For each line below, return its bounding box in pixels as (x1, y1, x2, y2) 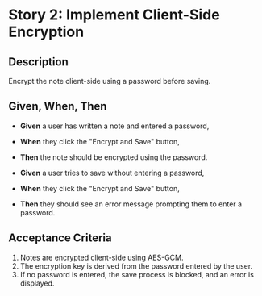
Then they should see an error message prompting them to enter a (19, 199, 243, 209)
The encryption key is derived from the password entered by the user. (19, 261, 253, 271)
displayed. (19, 278, 55, 288)
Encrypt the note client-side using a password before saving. (8, 77, 211, 85)
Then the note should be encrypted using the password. (19, 152, 208, 162)
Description (8, 55, 69, 69)
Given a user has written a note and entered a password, (19, 121, 210, 131)
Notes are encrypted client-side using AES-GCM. (19, 252, 184, 262)
